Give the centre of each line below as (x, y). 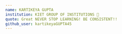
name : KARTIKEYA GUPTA (29, 10)
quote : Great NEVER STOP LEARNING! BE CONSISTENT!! (61, 19)
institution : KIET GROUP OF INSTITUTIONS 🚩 (52, 14)
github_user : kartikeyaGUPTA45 (39, 24)
